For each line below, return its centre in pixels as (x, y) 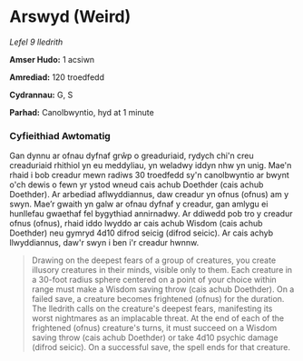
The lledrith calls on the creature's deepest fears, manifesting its (152, 309)
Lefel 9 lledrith (36, 42)
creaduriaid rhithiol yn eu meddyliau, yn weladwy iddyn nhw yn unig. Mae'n (151, 165)
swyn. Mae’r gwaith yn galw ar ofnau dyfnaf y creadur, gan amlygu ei (139, 204)
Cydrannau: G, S (41, 95)
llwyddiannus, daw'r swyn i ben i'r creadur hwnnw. (104, 243)
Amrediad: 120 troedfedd (57, 77)
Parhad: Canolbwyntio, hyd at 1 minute (82, 112)
